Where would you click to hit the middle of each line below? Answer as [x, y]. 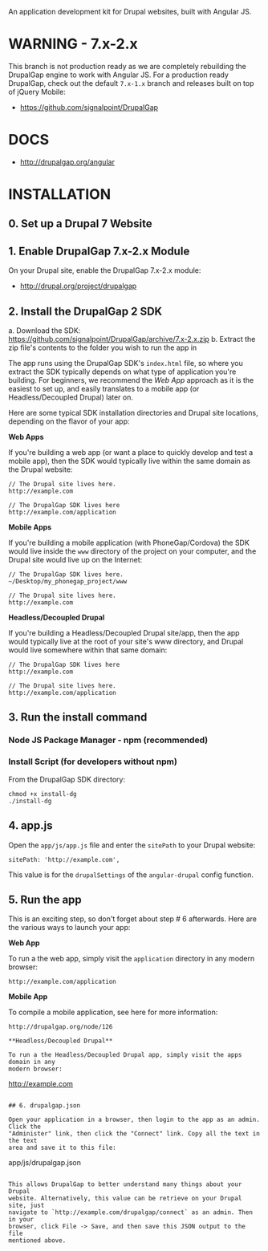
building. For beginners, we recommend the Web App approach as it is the [131, 380]
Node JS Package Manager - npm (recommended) [108, 740]
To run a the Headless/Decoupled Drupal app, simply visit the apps [125, 1055]
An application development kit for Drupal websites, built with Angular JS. [130, 12]
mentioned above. [37, 1241]
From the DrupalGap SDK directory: [67, 779]
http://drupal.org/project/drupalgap [78, 286]
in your [21, 1220]
